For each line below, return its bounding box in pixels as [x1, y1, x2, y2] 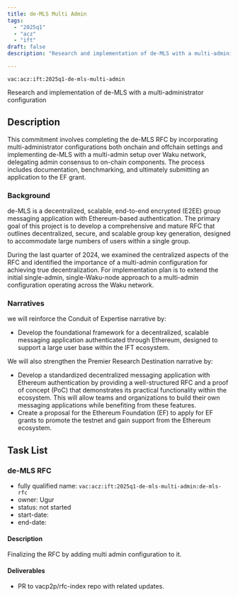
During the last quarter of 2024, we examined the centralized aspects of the [7, 250, 229, 259]
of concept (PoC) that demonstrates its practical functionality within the [17, 386, 227, 395]
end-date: [17, 517, 47, 526]
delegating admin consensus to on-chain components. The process [7, 158, 205, 166]
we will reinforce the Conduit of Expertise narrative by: [7, 314, 166, 323]
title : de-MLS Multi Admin [7, 10, 87, 18]
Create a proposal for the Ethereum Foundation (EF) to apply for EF [17, 409, 214, 417]
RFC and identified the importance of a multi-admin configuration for [7, 258, 208, 266]
